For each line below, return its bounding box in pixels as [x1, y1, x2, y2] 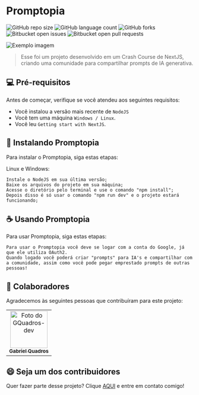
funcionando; [6, 197, 39, 203]
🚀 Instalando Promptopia [6, 138, 99, 148]
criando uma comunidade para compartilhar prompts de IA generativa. [20, 59, 194, 67]
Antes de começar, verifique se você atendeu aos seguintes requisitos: [6, 96, 180, 104]
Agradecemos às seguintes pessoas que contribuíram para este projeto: [6, 297, 183, 305]
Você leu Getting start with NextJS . [14, 120, 106, 127]
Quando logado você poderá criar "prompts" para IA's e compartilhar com [6, 255, 193, 261]
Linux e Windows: [6, 165, 50, 172]
